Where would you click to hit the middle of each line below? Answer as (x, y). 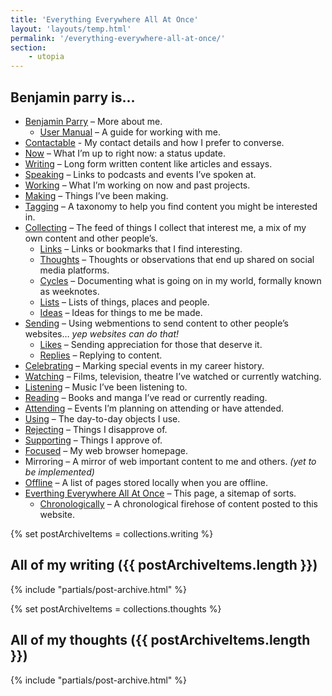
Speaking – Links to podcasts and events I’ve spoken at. (140, 174)
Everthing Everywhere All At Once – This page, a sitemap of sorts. (160, 493)
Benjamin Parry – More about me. (93, 121)
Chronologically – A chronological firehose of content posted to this (179, 503)
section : (28, 47)
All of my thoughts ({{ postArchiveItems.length (160, 640)
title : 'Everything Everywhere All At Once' (104, 19)
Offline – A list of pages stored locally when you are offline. (146, 482)
